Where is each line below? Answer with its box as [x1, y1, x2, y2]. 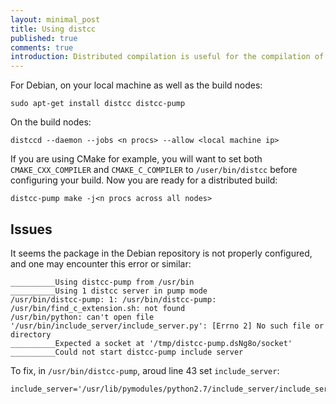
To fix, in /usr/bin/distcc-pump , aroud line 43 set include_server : [10, 364, 280, 376]
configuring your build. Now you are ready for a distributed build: [10, 174, 278, 186]
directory [10, 329, 52, 340]
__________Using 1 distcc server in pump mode [10, 286, 208, 296]
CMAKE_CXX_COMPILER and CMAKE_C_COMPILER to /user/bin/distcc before [10, 164, 298, 176]
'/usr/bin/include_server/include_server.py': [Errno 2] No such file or [10, 321, 325, 331]
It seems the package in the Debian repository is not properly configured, [10, 247, 313, 259]
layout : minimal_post [10, 14, 101, 25]
